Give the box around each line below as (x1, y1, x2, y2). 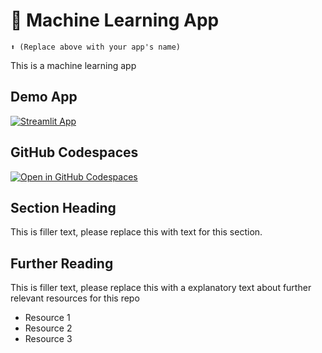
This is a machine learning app (10, 59, 137, 71)
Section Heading (10, 199, 117, 216)
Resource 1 (24, 312, 71, 324)
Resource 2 (24, 322, 73, 334)
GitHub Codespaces (10, 144, 139, 161)
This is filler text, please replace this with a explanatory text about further (10, 282, 312, 294)
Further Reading (10, 255, 114, 272)
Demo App (10, 89, 78, 106)
